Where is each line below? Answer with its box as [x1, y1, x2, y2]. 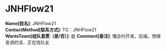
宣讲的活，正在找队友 [5, 39, 49, 45]
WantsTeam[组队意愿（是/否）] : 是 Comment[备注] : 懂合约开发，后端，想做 [5, 33, 161, 39]
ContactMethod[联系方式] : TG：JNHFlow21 [5, 26, 97, 33]
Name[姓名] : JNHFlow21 [5, 20, 56, 26]
